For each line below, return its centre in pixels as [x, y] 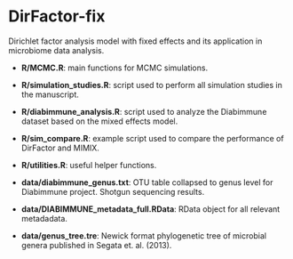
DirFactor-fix [57, 16]
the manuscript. [50, 94]
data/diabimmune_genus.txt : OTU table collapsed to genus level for [147, 182]
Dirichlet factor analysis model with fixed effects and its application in [135, 41]
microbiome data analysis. [56, 50]
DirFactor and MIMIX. [60, 148]
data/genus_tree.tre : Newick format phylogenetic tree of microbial [144, 235]
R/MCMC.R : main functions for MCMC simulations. [115, 68]
